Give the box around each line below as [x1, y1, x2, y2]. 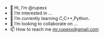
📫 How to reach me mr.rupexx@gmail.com [9, 26, 99, 32]
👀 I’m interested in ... [9, 10, 52, 16]
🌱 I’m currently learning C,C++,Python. [9, 15, 90, 21]
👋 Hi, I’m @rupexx [9, 5, 47, 10]
